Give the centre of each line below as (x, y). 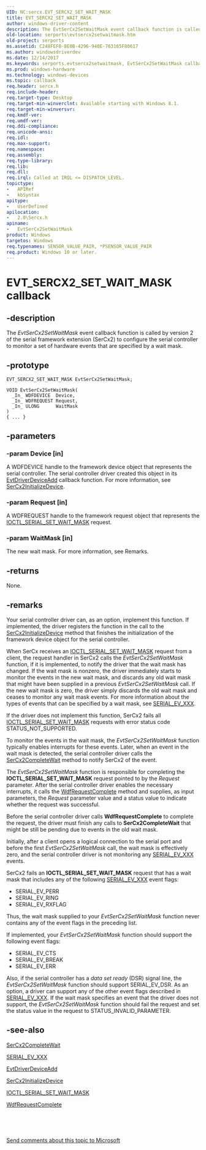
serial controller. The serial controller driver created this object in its (92, 473)
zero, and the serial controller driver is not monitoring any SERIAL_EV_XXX (100, 854)
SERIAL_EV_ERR (36, 966)
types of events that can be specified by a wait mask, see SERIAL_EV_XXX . (101, 704)
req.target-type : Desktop (39, 98)
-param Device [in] (35, 454)
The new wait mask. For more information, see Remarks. (78, 551)
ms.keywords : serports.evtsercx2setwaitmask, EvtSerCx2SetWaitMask (94, 63)
